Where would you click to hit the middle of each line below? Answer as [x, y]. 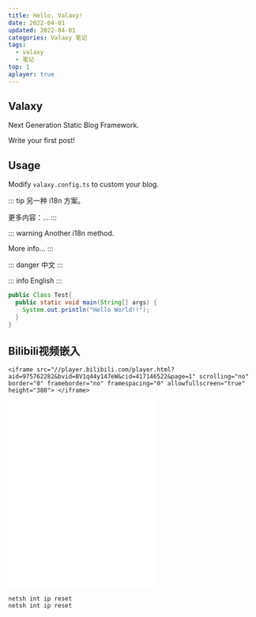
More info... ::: [31, 249]
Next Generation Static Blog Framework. [74, 125]
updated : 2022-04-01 [42, 30]
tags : [17, 45]
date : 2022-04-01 [37, 23]
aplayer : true [32, 74]
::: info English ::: [35, 280]
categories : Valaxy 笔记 [48, 38]
